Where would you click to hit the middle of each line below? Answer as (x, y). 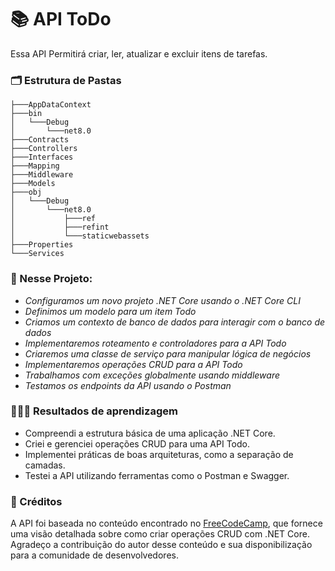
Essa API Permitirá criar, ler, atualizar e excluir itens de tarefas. (139, 53)
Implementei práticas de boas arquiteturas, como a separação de (159, 454)
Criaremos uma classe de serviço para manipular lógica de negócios (168, 353)
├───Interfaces (42, 157)
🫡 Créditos (36, 501)
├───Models (33, 184)
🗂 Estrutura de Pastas (66, 80)
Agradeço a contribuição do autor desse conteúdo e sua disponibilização (161, 545)
